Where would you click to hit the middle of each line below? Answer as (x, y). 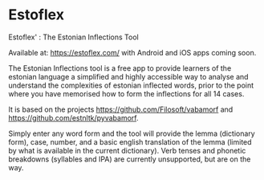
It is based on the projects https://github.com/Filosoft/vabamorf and (121, 109)
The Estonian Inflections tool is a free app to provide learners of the (120, 68)
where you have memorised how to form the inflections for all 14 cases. (126, 93)
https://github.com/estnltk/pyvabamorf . (73, 117)
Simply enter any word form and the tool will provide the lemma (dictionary (132, 133)
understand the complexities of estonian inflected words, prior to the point (131, 85)
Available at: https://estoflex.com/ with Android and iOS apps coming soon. (132, 52)
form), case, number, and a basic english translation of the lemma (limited (130, 141)
